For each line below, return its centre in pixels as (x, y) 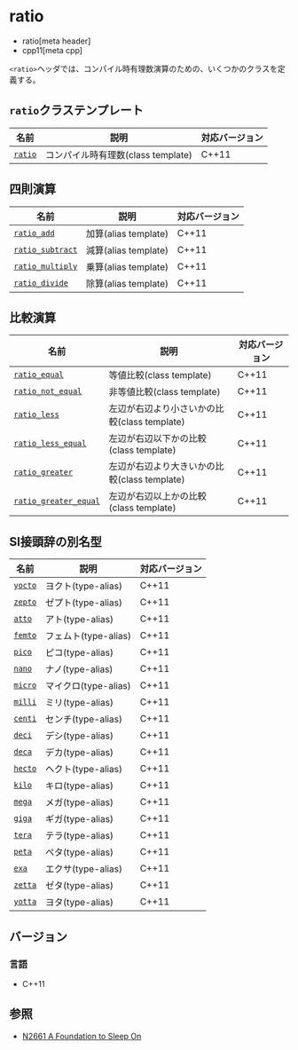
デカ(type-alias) (79, 753)
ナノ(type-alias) (79, 669)
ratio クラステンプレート (76, 111)
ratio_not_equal (48, 391)
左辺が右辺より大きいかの (162, 466)
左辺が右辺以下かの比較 (157, 438)
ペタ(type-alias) (79, 852)
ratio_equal (39, 375)
